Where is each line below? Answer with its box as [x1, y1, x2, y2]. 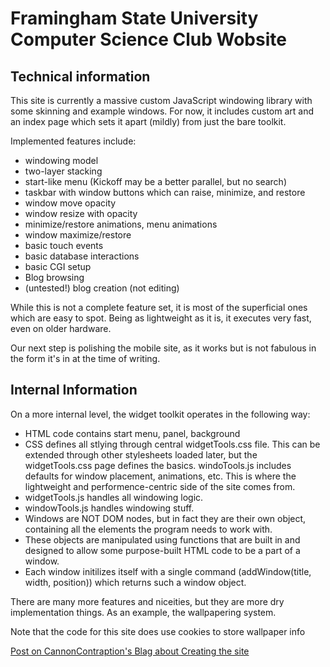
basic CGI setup [24, 261, 92, 272]
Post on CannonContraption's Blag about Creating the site [10, 645, 250, 657]
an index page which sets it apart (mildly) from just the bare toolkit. [10, 116, 287, 127]
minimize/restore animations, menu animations [24, 218, 218, 230]
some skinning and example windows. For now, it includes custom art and [10, 105, 315, 117]
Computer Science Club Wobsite [10, 28, 287, 51]
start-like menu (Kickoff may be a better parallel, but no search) [24, 176, 288, 187]
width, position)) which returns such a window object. [24, 576, 247, 588]
